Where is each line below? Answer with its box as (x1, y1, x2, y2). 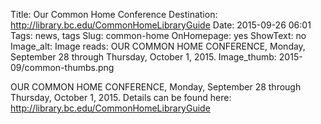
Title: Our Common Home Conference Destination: (10, 9, 218, 20)
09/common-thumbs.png (10, 62, 115, 73)
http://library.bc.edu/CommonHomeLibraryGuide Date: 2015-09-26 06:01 (10, 19, 312, 31)
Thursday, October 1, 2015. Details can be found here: (10, 92, 232, 103)
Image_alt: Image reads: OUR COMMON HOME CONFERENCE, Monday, (10, 40, 306, 52)
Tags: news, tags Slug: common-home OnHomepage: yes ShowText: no (10, 30, 307, 41)
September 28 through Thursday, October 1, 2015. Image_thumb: (10, 51, 277, 63)
